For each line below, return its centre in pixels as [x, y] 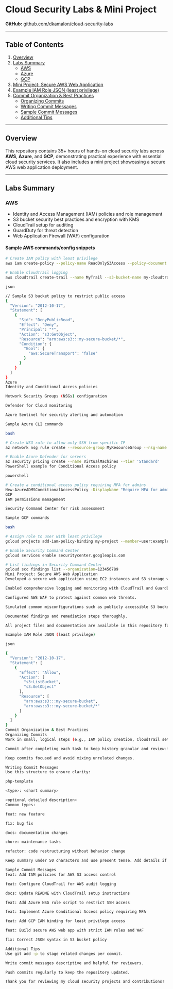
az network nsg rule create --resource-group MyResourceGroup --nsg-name [86, 447]
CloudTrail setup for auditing [43, 225]
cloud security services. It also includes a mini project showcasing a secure [85, 162]
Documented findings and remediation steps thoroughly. [66, 616]
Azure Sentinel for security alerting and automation [64, 415]
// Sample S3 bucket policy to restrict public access [65, 296]
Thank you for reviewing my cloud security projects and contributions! [85, 982]
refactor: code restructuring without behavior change [65, 851]
